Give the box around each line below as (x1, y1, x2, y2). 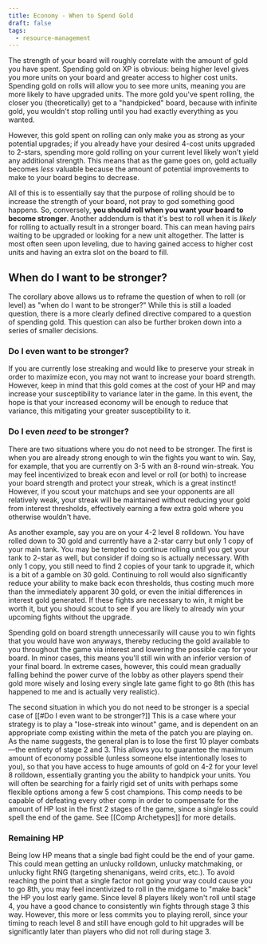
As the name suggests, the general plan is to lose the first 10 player (8, 736, 229, 745)
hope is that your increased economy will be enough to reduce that (8, 398, 229, 407)
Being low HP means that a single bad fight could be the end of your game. (8, 850, 255, 859)
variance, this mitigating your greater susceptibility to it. (8, 406, 191, 415)
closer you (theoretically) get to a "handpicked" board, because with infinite (8, 98, 257, 108)
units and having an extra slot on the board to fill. (8, 248, 169, 258)
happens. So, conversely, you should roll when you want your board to (8, 205, 244, 215)
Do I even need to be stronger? (8, 426, 129, 437)
